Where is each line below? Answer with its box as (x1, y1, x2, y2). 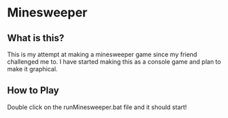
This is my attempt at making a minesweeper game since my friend (7, 50, 198, 58)
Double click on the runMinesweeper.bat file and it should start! (7, 103, 187, 111)
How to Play (7, 84, 60, 97)
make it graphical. (7, 65, 58, 73)
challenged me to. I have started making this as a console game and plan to (7, 58, 222, 66)
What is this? (7, 32, 65, 44)
